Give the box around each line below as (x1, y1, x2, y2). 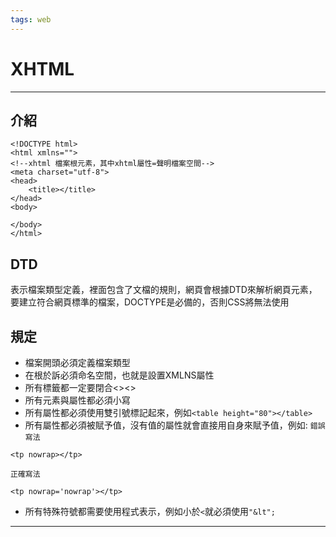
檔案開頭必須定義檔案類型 (24, 357, 131, 368)
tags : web (10, 14, 52, 25)
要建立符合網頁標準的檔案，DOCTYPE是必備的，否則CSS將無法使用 (10, 296, 290, 308)
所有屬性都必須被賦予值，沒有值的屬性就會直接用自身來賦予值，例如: (24, 419, 308, 431)
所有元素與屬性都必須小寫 (24, 394, 131, 406)
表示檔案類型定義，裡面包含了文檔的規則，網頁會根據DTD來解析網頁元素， (10, 284, 318, 296)
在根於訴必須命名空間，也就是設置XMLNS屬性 (24, 369, 215, 381)
